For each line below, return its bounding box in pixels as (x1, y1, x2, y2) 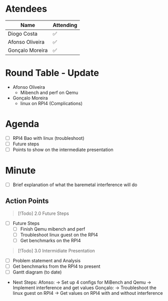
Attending (52, 21, 77, 29)
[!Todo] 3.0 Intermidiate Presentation (17, 248, 95, 254)
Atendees (5, 3, 47, 15)
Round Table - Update (5, 67, 99, 79)
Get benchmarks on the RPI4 (20, 238, 81, 243)
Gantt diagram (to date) (12, 269, 62, 275)
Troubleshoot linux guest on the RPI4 (20, 232, 98, 238)
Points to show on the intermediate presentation (12, 146, 114, 153)
